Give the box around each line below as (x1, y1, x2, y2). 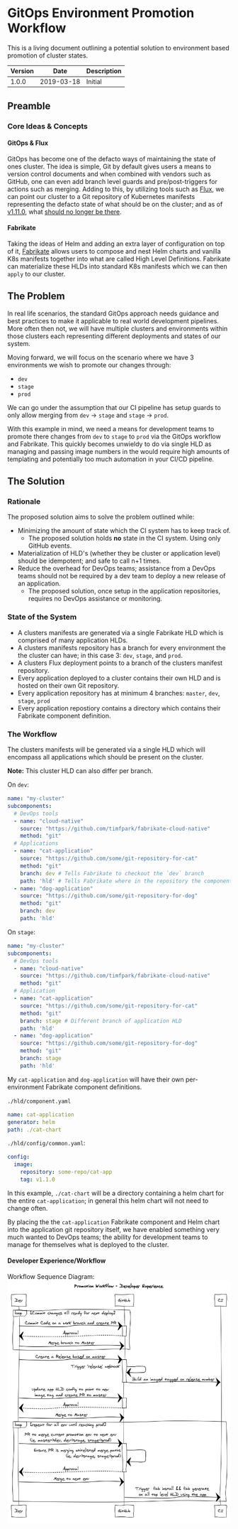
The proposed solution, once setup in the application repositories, (28, 587, 221, 595)
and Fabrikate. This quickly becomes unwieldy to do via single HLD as (7, 439, 212, 448)
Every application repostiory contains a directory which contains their (17, 703, 221, 712)
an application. (17, 579, 62, 588)
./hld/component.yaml (7, 1098, 72, 1105)
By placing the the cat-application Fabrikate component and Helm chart (7, 1217, 220, 1226)
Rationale (7, 497, 41, 507)
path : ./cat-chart (7, 1126, 62, 1133)
